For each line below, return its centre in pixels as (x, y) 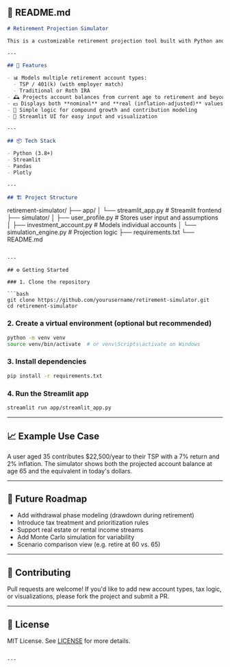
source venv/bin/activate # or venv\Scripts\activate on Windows (104, 344)
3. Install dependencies (47, 362)
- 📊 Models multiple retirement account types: (77, 78)
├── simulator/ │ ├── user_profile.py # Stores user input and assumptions (113, 218)
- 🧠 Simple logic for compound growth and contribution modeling (102, 110)
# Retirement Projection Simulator (58, 28)
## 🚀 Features (27, 66)
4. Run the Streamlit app (48, 393)
